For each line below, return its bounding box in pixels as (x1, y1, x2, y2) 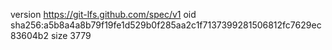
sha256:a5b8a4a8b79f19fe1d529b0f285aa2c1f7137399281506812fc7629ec (10, 19, 322, 31)
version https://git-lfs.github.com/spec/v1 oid (10, 9, 197, 20)
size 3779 (50, 30, 92, 41)
